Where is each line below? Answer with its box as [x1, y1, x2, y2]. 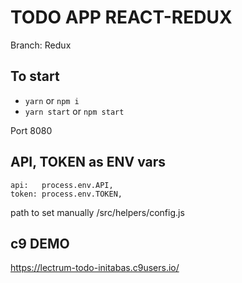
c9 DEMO [10, 235, 70, 252]
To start [10, 68, 60, 85]
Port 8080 [10, 124, 53, 136]
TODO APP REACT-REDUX [10, 6, 233, 29]
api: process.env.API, [10, 180, 114, 190]
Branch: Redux [10, 39, 72, 51]
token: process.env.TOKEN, [10, 189, 123, 199]
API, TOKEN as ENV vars [10, 154, 167, 171]
